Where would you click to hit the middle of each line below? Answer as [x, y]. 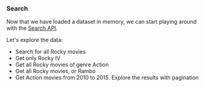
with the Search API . [32, 28]
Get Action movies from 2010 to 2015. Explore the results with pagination [107, 78]
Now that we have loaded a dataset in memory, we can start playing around [102, 22]
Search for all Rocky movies [50, 52]
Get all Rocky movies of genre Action [62, 64]
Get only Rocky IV [38, 58]
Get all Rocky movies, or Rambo [55, 71]
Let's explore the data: [35, 40]
